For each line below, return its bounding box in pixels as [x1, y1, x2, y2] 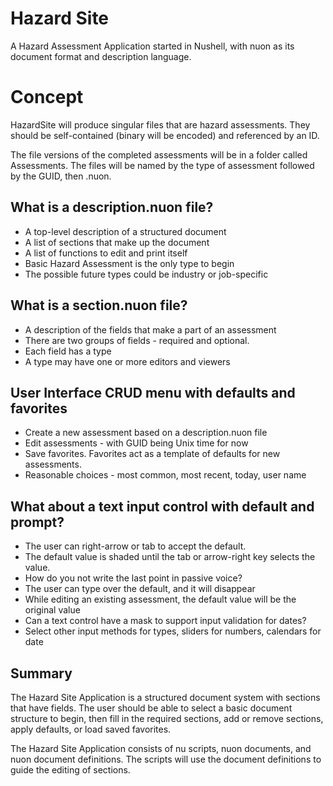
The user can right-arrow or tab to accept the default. [24, 540, 247, 552]
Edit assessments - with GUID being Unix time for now [24, 437, 249, 449]
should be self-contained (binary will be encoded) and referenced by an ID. [10, 129, 320, 141]
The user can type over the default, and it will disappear [24, 583, 256, 595]
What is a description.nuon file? [10, 199, 214, 216]
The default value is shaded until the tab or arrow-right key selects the [24, 551, 316, 563]
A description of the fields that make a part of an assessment [24, 323, 277, 336]
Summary [10, 665, 73, 682]
